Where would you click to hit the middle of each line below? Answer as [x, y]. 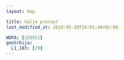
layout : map [20, 11]
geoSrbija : [19, 43]
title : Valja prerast [32, 22]
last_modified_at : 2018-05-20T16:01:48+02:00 [62, 27]
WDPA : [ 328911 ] [24, 37]
